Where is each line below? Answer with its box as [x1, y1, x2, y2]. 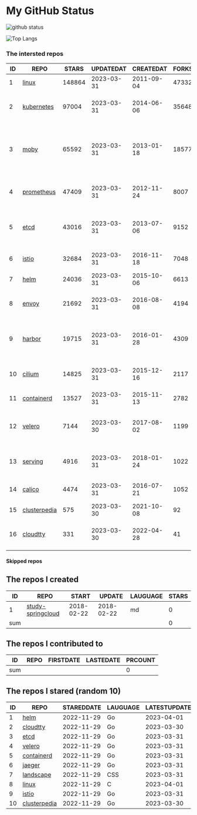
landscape [22, 771, 52, 779]
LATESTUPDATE [145, 703, 192, 712]
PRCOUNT [125, 656, 156, 665]
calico [22, 485, 39, 494]
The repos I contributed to [6, 639, 104, 649]
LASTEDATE [86, 656, 121, 665]
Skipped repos [6, 557, 43, 565]
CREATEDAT [132, 65, 168, 73]
